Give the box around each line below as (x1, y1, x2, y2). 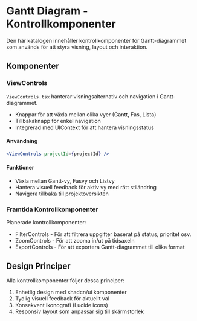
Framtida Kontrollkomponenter (6, 205, 98, 214)
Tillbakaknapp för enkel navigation (15, 117, 101, 124)
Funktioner (6, 164, 34, 171)
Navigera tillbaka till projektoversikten (15, 190, 109, 197)
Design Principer (6, 261, 71, 271)
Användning (6, 138, 38, 145)
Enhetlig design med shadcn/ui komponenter (15, 288, 127, 296)
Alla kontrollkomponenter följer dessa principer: (6, 277, 125, 284)
